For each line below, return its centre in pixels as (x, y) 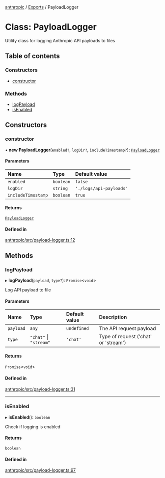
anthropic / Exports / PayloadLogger (42, 7)
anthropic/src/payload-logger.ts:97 (41, 470)
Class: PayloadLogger (51, 27)
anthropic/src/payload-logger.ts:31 (40, 389)
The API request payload (127, 328)
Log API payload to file (28, 289)
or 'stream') (112, 343)
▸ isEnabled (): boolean (28, 417)
